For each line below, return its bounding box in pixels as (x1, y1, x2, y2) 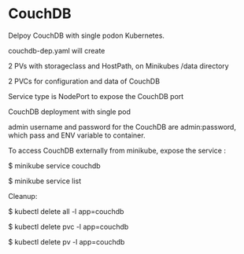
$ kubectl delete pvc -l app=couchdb (8, 222, 129, 231)
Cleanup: (8, 191, 38, 201)
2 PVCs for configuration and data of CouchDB (8, 76, 160, 86)
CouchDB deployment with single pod (8, 107, 131, 116)
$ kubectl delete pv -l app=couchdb (8, 237, 125, 246)
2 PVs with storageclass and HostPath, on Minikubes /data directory (8, 61, 230, 71)
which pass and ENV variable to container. (8, 131, 146, 140)
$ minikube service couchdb (8, 160, 101, 170)
